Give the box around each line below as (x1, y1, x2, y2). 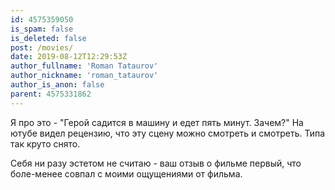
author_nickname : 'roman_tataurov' (10, 71, 159, 81)
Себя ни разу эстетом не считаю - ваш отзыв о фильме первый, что (10, 157, 302, 169)
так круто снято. (10, 137, 81, 150)
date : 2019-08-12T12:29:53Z (10, 52, 128, 62)
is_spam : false (10, 24, 74, 34)
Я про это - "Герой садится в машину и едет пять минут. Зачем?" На (10, 116, 304, 128)
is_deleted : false (10, 33, 87, 43)
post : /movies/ (10, 42, 74, 53)
